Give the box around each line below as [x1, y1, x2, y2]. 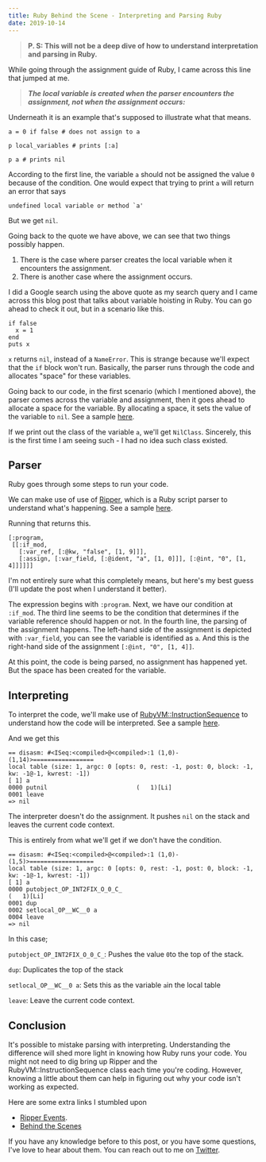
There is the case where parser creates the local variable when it [19, 255, 233, 264]
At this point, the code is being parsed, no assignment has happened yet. [8, 657, 248, 667]
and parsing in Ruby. [27, 49, 98, 59]
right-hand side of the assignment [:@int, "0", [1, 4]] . [8, 642, 195, 651]
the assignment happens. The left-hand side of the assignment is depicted [8, 625, 253, 635]
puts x [8, 340, 30, 348]
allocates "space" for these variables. [8, 371, 131, 380]
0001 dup [8, 899, 37, 908]
